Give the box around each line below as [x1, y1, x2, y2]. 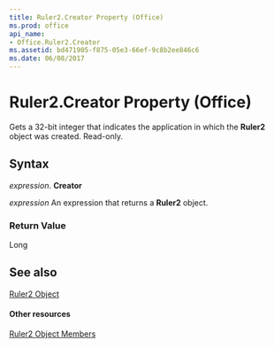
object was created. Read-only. [9, 130, 124, 142]
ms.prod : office [9, 21, 69, 30]
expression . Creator [9, 180, 82, 190]
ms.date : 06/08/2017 [9, 54, 86, 63]
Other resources [9, 309, 71, 320]
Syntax [9, 157, 49, 172]
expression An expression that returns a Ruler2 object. [9, 197, 209, 208]
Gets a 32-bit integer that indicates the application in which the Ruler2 [9, 121, 266, 132]
